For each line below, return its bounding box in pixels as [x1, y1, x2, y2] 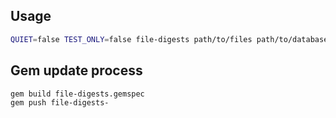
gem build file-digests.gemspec [10, 89, 145, 99]
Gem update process [10, 62, 143, 79]
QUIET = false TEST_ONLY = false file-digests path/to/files [10, 34, 253, 44]
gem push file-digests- [10, 98, 110, 108]
